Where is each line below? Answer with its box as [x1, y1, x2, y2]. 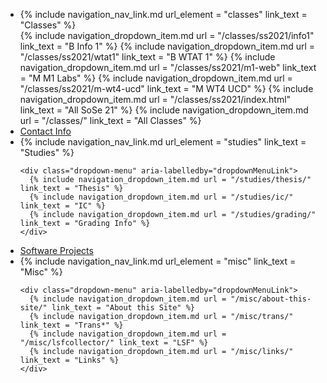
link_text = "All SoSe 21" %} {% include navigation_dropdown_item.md [19, 104, 309, 116]
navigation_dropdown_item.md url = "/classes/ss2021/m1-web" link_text [19, 62, 317, 73]
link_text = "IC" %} [19, 201, 106, 211]
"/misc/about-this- [230, 294, 312, 304]
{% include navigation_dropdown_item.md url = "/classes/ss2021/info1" [19, 30, 315, 41]
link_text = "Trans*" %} [19, 320, 124, 330]
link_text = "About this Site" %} [51, 303, 195, 313]
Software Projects [19, 245, 94, 256]
